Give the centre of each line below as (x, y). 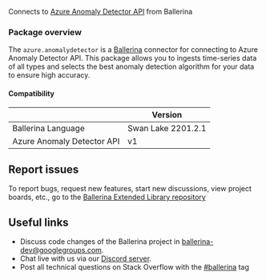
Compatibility (31, 93)
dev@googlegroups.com (61, 250)
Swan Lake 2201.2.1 (167, 128)
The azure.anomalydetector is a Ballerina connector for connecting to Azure (133, 50)
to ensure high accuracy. (49, 75)
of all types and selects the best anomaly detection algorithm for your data (131, 66)
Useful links (39, 222)
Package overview (45, 32)
